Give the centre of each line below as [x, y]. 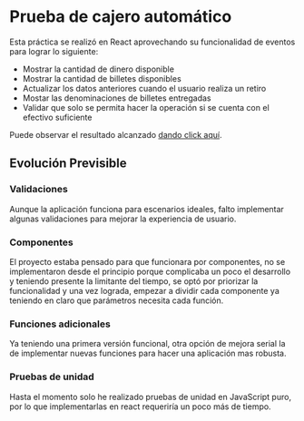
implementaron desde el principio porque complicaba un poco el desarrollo [150, 271]
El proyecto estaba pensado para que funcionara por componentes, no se [147, 261]
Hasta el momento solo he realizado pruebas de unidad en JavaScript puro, [151, 397]
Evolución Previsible [68, 164]
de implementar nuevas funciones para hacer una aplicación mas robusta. [148, 353]
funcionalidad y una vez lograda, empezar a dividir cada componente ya [144, 290]
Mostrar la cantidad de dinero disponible [98, 69]
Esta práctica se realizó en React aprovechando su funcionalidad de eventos [152, 42]
